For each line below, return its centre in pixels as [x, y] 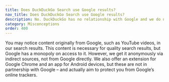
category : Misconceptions [32, 24]
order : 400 [17, 29]
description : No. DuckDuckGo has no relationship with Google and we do [83, 19]
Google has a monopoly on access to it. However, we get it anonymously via [84, 54]
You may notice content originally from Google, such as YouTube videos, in [83, 43]
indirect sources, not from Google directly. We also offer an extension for [81, 59]
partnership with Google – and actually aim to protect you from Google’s [80, 70]
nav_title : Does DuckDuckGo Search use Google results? [65, 15]
